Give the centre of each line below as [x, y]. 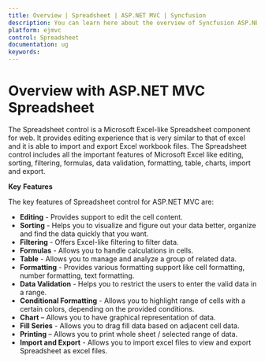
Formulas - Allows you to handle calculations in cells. [106, 250]
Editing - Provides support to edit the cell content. [101, 216]
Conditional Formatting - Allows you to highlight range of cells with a [132, 301]
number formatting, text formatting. [77, 275]
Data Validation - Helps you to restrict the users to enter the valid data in [138, 283]
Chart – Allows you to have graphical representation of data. [118, 317]
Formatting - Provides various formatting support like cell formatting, [132, 267]
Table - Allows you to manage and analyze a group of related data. [128, 259]
